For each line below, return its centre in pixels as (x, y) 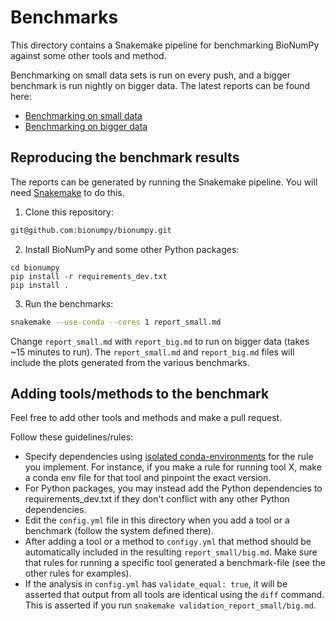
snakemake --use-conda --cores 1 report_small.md (116, 322)
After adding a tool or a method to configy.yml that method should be (168, 542)
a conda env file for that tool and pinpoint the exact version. (148, 478)
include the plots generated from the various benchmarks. (130, 362)
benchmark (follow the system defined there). (119, 531)
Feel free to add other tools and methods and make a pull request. (146, 418)
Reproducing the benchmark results (125, 157)
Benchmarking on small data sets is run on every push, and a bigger (150, 75)
